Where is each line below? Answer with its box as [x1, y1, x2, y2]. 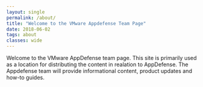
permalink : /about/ [6, 15, 56, 21]
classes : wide [6, 37, 43, 43]
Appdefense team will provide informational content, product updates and [6, 67, 193, 74]
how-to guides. [6, 74, 45, 81]
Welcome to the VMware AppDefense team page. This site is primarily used [6, 55, 197, 61]
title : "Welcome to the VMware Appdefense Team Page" [6, 20, 147, 26]
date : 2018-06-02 [6, 26, 51, 32]
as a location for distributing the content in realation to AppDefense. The [6, 61, 188, 68]
